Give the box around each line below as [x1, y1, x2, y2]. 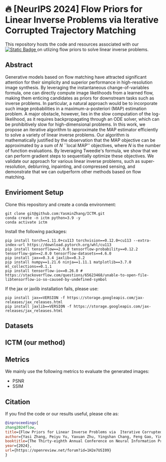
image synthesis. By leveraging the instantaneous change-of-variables [5, 84, 149, 90]
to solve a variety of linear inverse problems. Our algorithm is [5, 132, 129, 138]
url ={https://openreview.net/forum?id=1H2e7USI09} [5, 448, 112, 453]
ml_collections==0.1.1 [5, 264, 52, 269]
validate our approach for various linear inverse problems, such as [5, 158, 140, 164]
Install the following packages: [5, 228, 67, 234]
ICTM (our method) [5, 338, 66, 347]
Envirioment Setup [5, 188, 64, 197]
